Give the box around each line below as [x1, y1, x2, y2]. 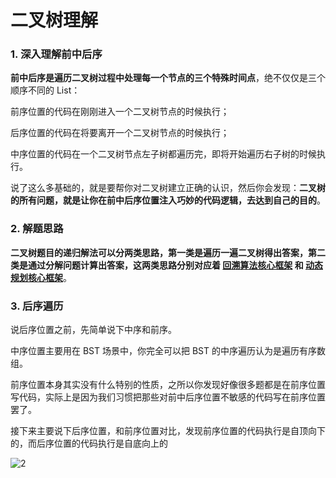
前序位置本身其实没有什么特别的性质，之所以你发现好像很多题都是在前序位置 [10, 379, 326, 391]
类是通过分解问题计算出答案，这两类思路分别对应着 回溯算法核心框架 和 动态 [10, 259, 323, 271]
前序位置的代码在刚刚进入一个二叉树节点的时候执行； [10, 106, 230, 118]
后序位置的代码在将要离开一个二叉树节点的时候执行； [10, 127, 230, 139]
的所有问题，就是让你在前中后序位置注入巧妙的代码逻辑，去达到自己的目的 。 [10, 194, 326, 206]
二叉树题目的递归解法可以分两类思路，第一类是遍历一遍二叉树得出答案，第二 [10, 246, 326, 258]
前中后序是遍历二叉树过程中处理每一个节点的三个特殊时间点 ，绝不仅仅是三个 [10, 72, 326, 84]
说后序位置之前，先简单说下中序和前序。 [10, 324, 177, 336]
